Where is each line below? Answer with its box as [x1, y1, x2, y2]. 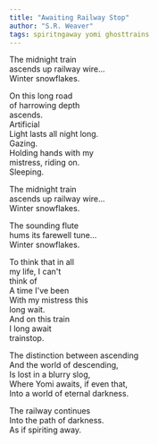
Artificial [9, 119, 40, 130]
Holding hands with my [9, 148, 94, 158]
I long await [9, 323, 52, 334]
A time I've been [9, 286, 70, 296]
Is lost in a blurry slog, [9, 369, 91, 380]
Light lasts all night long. [9, 129, 99, 140]
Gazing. [9, 138, 38, 149]
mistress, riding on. [9, 158, 80, 168]
